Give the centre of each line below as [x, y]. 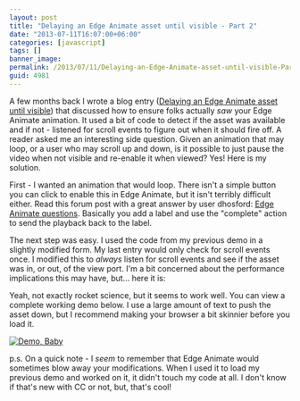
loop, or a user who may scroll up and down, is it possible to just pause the [146, 148]
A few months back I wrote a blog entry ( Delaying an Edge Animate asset [144, 101]
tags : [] [25, 51]
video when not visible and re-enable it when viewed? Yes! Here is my [138, 158]
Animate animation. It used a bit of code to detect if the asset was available [147, 120]
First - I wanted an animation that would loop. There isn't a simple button [143, 185]
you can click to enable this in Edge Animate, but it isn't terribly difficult [140, 194]
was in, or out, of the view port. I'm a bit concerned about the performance [147, 268]
